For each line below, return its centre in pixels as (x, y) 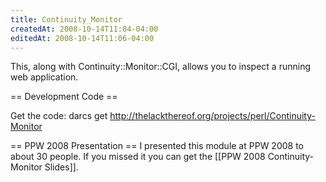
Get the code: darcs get (59, 116)
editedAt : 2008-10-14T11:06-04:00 (82, 38)
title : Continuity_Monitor (66, 19)
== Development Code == (64, 97)
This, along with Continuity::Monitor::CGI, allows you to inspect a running (161, 67)
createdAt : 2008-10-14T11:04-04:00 (84, 29)
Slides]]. (61, 167)
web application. (44, 77)
